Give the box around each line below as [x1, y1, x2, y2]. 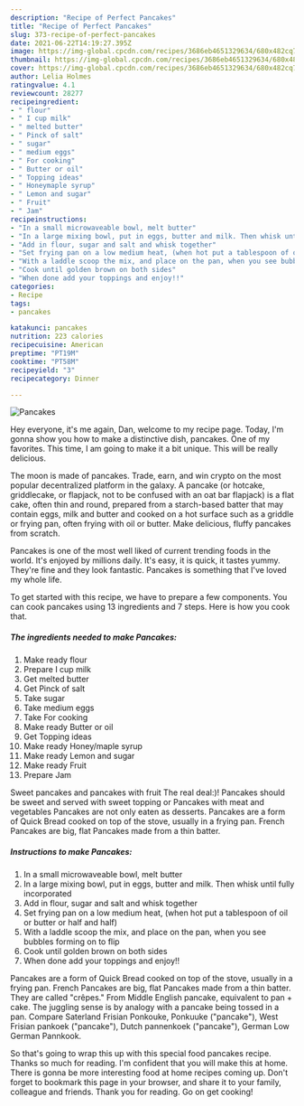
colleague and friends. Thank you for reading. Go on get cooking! [10, 1086, 253, 1098]
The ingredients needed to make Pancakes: [10, 632, 177, 642]
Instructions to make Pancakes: [10, 846, 133, 857]
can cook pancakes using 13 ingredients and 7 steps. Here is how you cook [10, 602, 290, 613]
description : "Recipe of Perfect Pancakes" [10, 13, 177, 23]
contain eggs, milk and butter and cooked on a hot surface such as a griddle [10, 509, 294, 520]
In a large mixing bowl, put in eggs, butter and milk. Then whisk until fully [23, 878, 295, 890]
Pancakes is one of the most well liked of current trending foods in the [10, 546, 272, 557]
